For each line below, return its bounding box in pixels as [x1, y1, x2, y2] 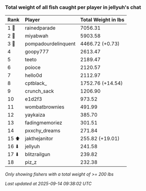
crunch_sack [25, 88, 54, 95]
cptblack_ [25, 80, 47, 87]
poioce [25, 64, 41, 71]
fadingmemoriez [25, 120, 63, 126]
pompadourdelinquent [25, 40, 76, 47]
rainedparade [25, 25, 56, 32]
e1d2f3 [25, 96, 42, 103]
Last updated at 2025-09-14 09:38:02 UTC [5, 181, 92, 187]
